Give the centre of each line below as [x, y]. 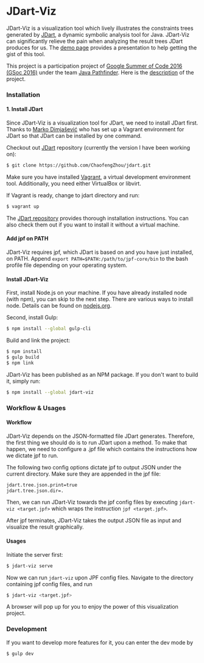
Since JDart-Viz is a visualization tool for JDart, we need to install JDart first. [102, 123]
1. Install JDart [25, 109]
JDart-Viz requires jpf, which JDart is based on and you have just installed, [100, 252]
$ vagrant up [23, 206]
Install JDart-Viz [27, 279]
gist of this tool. [26, 54]
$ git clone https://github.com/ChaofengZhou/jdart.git [79, 165]
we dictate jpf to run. [33, 455]
